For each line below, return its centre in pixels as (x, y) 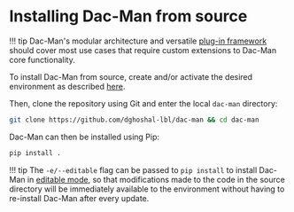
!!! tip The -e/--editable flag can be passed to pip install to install (133, 169)
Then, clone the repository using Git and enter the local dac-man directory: (143, 103)
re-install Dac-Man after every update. (79, 198)
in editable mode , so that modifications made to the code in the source (156, 179)
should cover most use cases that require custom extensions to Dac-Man (143, 50)
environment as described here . (67, 86)
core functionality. (42, 59)
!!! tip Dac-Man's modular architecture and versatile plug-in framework (138, 41)
